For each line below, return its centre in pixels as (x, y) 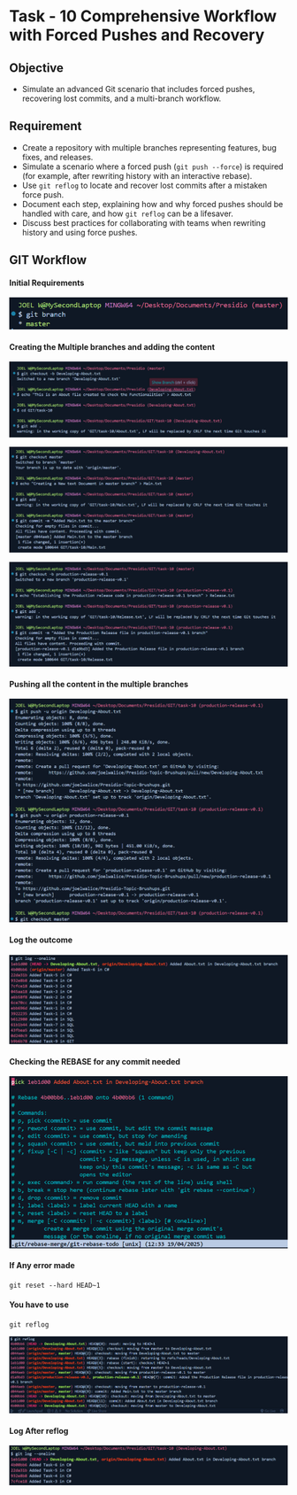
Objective (37, 68)
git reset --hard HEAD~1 (55, 1285)
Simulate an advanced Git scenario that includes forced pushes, (138, 89)
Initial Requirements (47, 283)
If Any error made (42, 1266)
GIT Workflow (48, 260)
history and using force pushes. (80, 232)
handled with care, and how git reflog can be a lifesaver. (128, 213)
